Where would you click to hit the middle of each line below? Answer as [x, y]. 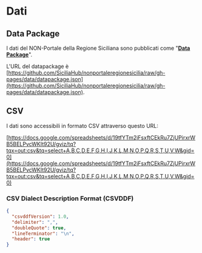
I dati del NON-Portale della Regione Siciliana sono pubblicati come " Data [98, 48]
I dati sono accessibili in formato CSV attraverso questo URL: [82, 126]
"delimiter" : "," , [35, 222]
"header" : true [31, 239]
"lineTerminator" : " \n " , [43, 234]
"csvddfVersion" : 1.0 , [40, 217]
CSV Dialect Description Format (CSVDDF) [70, 198]
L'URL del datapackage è [38, 66]
